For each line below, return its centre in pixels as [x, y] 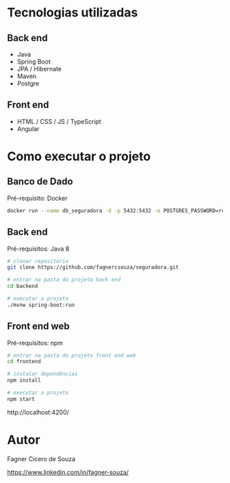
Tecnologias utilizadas [73, 13]
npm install [24, 381]
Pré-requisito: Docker [37, 198]
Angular [28, 129]
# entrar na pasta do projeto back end [64, 280]
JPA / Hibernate [39, 69]
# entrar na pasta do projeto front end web [72, 355]
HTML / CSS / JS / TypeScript [59, 121]
